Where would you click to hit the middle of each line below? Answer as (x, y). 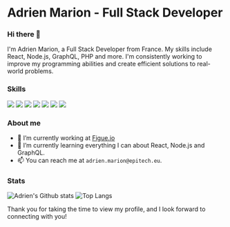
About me (24, 123)
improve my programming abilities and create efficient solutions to (101, 64)
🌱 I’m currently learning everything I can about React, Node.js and (111, 146)
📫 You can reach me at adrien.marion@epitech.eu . (89, 161)
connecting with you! (37, 217)
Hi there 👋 (24, 34)
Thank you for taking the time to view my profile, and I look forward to (106, 209)
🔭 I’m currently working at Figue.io (66, 138)
